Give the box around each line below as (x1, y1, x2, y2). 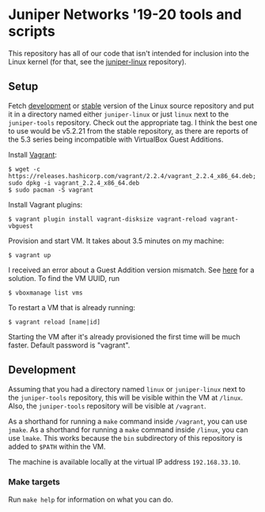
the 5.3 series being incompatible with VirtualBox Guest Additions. (8, 135, 224, 144)
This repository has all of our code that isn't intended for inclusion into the (8, 48, 249, 58)
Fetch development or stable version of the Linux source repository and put (8, 101, 255, 110)
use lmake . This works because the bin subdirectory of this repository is (8, 433, 243, 442)
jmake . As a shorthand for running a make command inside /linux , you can (8, 425, 248, 434)
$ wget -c (8, 165, 41, 173)
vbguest (8, 222, 34, 230)
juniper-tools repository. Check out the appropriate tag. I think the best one (8, 117, 258, 127)
